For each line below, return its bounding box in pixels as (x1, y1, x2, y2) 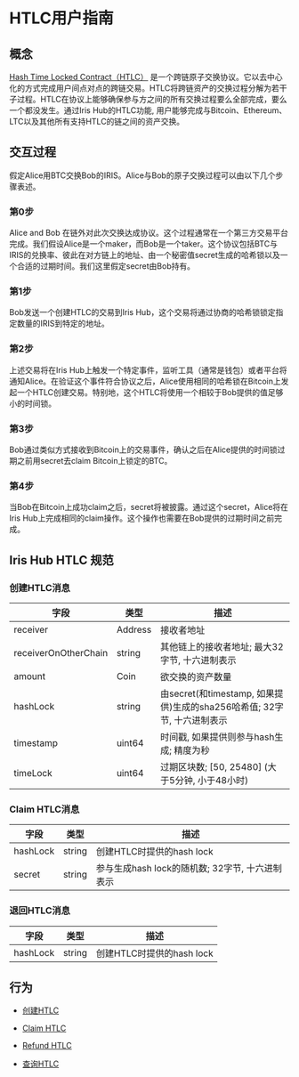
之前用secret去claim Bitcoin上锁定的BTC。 (16, 456, 173, 466)
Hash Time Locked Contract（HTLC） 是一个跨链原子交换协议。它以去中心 (9, 72, 283, 82)
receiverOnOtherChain (13, 646, 109, 659)
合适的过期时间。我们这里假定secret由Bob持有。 (16, 261, 196, 271)
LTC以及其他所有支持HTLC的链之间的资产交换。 (9, 117, 185, 126)
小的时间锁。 (9, 398, 56, 409)
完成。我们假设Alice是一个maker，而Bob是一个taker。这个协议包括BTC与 (9, 239, 279, 249)
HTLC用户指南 (9, 8, 114, 28)
